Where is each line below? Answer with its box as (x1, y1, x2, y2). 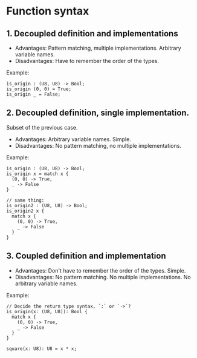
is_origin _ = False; (6, 91, 61, 98)
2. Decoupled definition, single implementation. (6, 108, 189, 118)
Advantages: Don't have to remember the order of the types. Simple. (15, 267, 186, 274)
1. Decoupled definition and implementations (6, 28, 178, 39)
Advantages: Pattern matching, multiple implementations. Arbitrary (15, 44, 181, 51)
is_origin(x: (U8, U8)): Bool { (6, 308, 88, 314)
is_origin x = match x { (6, 171, 69, 177)
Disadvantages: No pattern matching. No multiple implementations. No (15, 273, 192, 280)
